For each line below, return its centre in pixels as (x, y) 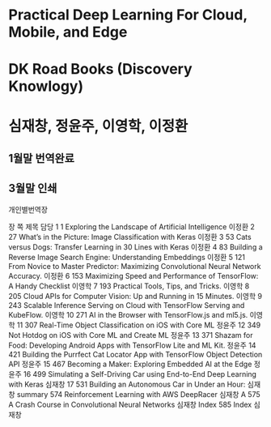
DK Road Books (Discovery (100, 69)
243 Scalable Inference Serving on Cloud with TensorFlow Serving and (127, 305)
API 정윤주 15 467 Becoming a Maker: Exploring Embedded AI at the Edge (130, 364)
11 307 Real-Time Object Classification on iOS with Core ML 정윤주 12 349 (139, 325)
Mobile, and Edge (68, 32)
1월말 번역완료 (41, 158)
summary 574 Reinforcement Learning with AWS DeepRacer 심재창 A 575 (138, 394)
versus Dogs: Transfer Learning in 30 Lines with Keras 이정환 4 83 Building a (135, 247)
